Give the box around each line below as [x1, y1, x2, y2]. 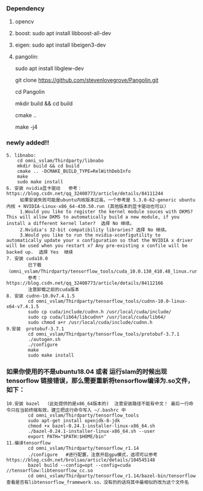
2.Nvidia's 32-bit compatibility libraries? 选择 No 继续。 [19, 227, 170, 233]
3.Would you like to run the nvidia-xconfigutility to [19, 232, 161, 238]
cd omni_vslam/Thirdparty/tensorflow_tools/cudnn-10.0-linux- [28, 298, 188, 304]
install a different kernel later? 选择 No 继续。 [6, 220, 135, 226]
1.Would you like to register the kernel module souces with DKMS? [19, 209, 193, 215]
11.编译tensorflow [6, 440, 51, 446]
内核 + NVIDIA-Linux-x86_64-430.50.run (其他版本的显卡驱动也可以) [6, 203, 167, 209]
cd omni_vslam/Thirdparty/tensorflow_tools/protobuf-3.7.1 [28, 331, 180, 337]
